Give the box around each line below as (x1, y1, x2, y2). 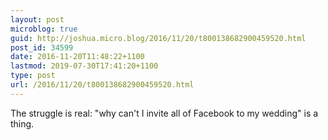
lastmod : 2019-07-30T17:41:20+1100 (10, 61, 159, 71)
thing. (10, 117, 35, 130)
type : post (10, 71, 56, 81)
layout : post (10, 14, 65, 25)
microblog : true (10, 24, 78, 34)
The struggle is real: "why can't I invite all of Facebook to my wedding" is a (10, 107, 319, 119)
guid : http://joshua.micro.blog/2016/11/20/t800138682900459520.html (10, 33, 307, 43)
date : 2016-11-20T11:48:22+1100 (10, 52, 145, 62)
